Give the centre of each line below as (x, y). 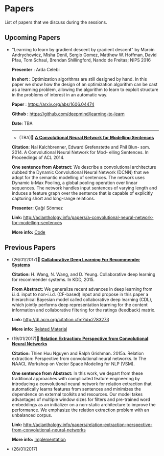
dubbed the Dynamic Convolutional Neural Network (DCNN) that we (80, 172)
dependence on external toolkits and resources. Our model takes (77, 394)
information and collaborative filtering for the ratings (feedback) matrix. (83, 310)
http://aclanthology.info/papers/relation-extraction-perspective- (88, 425)
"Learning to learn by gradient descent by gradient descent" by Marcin (83, 49)
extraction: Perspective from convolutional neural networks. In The (79, 358)
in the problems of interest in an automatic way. (60, 94)
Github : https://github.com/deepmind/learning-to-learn (68, 114)
